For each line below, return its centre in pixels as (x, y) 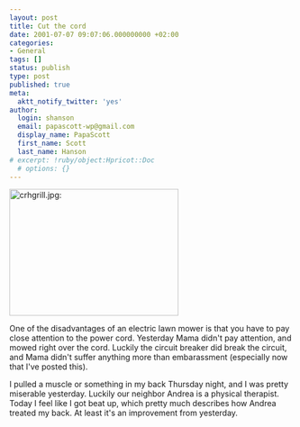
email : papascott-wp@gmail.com (76, 127)
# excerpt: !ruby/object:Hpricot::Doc (82, 160)
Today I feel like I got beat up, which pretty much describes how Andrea (143, 404)
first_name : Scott (52, 143)
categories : (32, 43)
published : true (40, 85)
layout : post (34, 18)
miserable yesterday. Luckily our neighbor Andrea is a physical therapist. (144, 394)
